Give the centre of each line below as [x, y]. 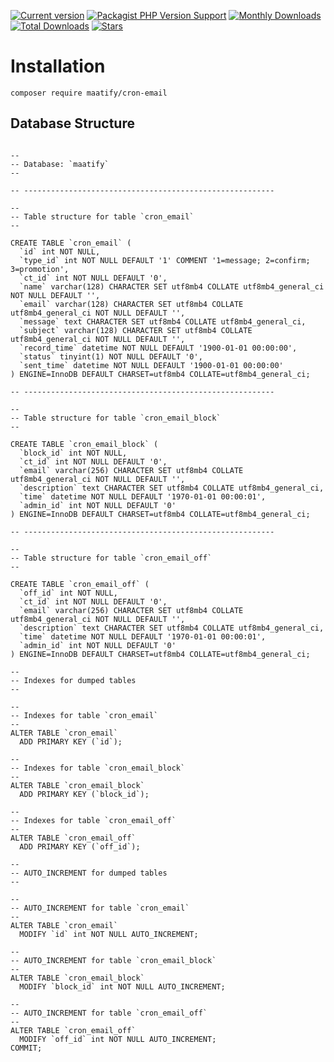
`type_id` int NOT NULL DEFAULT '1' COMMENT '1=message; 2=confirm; [165, 260]
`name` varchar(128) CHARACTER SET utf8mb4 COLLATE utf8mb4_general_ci [172, 286]
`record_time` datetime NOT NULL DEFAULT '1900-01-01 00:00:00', [158, 348]
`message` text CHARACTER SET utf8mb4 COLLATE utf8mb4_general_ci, [163, 321]
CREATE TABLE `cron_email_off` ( [80, 584]
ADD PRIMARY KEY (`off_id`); [80, 846]
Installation [58, 66]
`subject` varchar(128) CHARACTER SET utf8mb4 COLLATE [136, 330]
